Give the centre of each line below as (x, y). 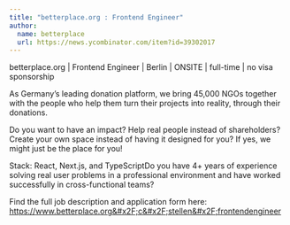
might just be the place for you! (66, 149)
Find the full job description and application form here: (108, 202)
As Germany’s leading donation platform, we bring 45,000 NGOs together (143, 94)
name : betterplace (51, 34)
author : (23, 26)
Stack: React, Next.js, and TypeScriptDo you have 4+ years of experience (143, 166)
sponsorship (32, 77)
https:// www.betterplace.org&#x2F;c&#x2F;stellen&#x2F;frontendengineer (145, 211)
